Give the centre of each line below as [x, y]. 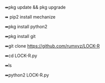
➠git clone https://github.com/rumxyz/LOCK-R [52, 46]
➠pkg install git [20, 36]
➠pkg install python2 [26, 26]
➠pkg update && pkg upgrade [35, 7]
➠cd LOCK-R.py [21, 55]
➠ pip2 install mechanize [30, 17]
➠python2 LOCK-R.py [27, 75]
